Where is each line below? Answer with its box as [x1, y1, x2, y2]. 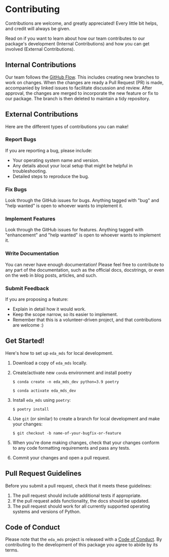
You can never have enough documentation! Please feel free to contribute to [5, 261, 164, 268]
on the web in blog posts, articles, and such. [5, 272, 97, 278]
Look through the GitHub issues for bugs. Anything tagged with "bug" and [5, 198, 159, 204]
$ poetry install [12, 407, 49, 412]
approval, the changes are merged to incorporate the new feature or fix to [5, 90, 159, 96]
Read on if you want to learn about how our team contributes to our [5, 35, 145, 41]
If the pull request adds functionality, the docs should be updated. [12, 498, 150, 504]
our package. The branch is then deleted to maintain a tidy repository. [5, 95, 150, 101]
